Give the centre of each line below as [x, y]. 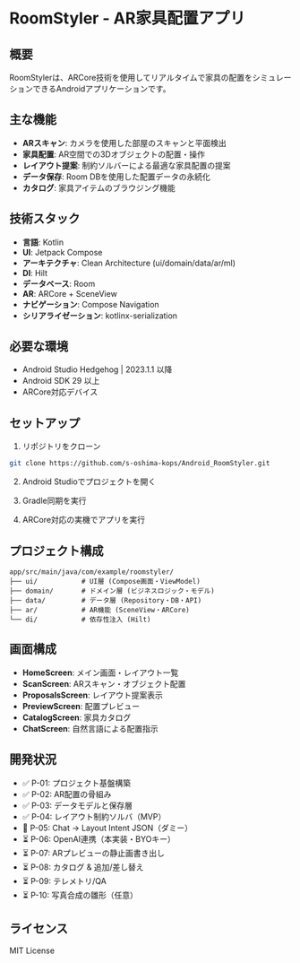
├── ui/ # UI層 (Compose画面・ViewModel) [105, 581]
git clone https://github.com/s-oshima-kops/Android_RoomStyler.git [140, 464]
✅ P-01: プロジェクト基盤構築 [77, 783]
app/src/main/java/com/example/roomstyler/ [92, 572]
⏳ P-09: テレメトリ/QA [64, 881]
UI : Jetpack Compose [62, 252]
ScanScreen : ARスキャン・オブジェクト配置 [104, 683]
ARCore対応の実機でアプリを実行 [84, 520]
